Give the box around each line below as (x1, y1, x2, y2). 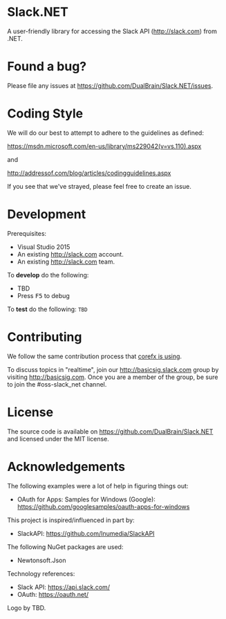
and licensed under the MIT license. (7, 434, 109, 443)
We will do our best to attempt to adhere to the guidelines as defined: (7, 129, 204, 137)
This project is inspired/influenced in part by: (7, 516, 135, 524)
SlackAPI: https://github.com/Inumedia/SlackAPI (17, 529, 155, 537)
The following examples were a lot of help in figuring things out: (7, 481, 189, 490)
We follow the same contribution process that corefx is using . (7, 352, 182, 360)
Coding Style (7, 106, 84, 122)
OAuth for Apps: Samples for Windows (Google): (17, 495, 156, 503)
